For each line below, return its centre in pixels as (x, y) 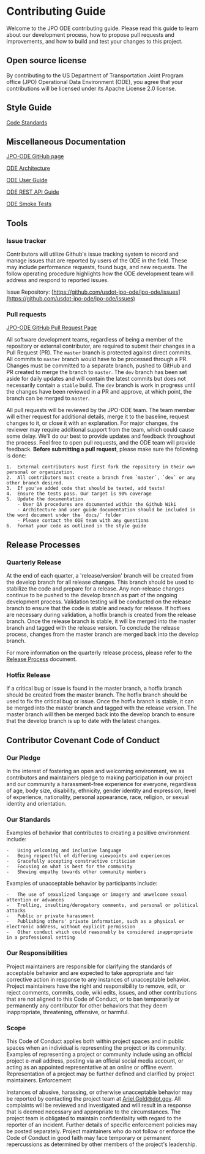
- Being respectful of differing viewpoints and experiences (89, 856)
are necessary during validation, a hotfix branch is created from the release (101, 615)
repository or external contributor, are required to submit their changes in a (101, 346)
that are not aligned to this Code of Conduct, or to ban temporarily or (93, 999)
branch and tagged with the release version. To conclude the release (93, 628)
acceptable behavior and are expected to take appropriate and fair (90, 972)
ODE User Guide (27, 180)
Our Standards (28, 819)
